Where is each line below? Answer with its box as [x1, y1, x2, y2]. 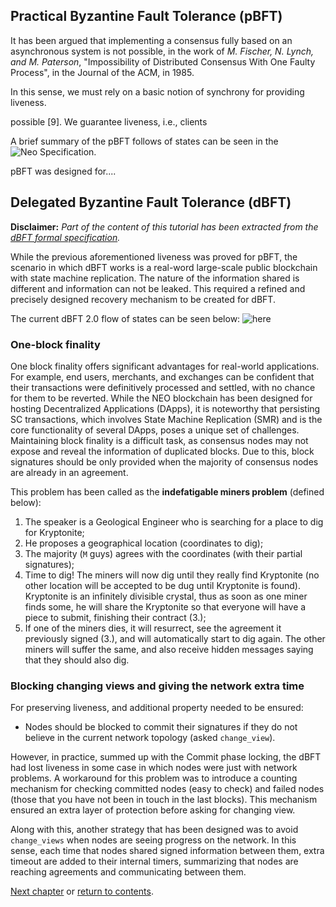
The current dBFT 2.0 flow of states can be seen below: [10, 312, 241, 324]
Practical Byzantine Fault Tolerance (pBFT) [10, 8, 283, 25]
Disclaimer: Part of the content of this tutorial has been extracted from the [10, 220, 319, 233]
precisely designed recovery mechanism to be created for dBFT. [10, 293, 276, 305]
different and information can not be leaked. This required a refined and [10, 282, 306, 294]
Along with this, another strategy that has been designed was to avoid [10, 824, 299, 836]
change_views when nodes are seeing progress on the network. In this [10, 834, 297, 846]
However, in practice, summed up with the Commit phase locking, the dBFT [10, 751, 322, 763]
